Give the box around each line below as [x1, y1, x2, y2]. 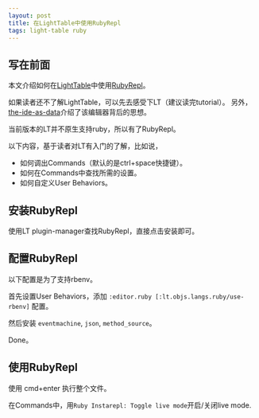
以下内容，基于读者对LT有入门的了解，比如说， [8, 141, 163, 151]
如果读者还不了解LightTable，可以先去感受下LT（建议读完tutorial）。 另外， [8, 97, 253, 107]
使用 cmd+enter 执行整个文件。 [8, 383, 111, 393]
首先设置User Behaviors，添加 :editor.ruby [8, 291, 153, 301]
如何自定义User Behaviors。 [19, 178, 113, 188]
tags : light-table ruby [8, 26, 87, 34]
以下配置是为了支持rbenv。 [8, 274, 98, 283]
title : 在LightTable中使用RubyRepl [8, 19, 122, 27]
